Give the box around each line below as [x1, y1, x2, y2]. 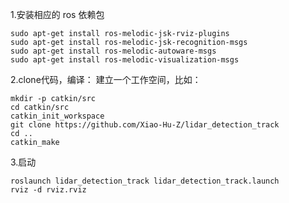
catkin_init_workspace [10, 111, 105, 121]
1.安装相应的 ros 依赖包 [10, 9, 105, 20]
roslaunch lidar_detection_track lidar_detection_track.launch [10, 176, 280, 186]
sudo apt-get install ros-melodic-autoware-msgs [10, 46, 217, 56]
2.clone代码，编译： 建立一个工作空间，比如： [10, 74, 202, 85]
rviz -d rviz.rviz [10, 185, 87, 195]
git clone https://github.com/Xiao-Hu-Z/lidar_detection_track [10, 120, 280, 130]
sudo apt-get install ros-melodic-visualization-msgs [10, 55, 240, 65]
